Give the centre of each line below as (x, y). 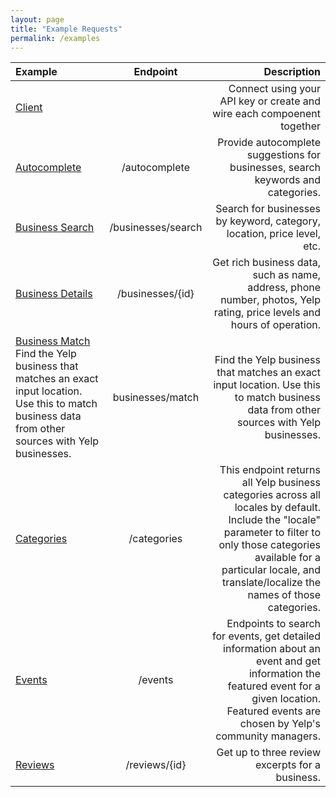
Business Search (55, 228)
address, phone (284, 288)
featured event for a (274, 686)
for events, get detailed (266, 636)
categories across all (272, 495)
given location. (286, 699)
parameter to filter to (272, 533)
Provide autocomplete (269, 143)
